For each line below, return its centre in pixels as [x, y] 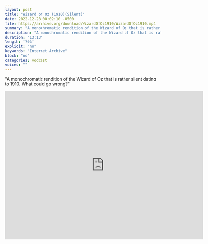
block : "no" [17, 56]
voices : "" [16, 65]
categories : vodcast [26, 60]
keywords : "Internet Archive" [36, 51]
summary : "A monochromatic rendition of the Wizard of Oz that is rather [83, 28]
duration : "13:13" [24, 38]
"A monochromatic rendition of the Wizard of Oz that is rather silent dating [81, 79]
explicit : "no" [21, 46]
